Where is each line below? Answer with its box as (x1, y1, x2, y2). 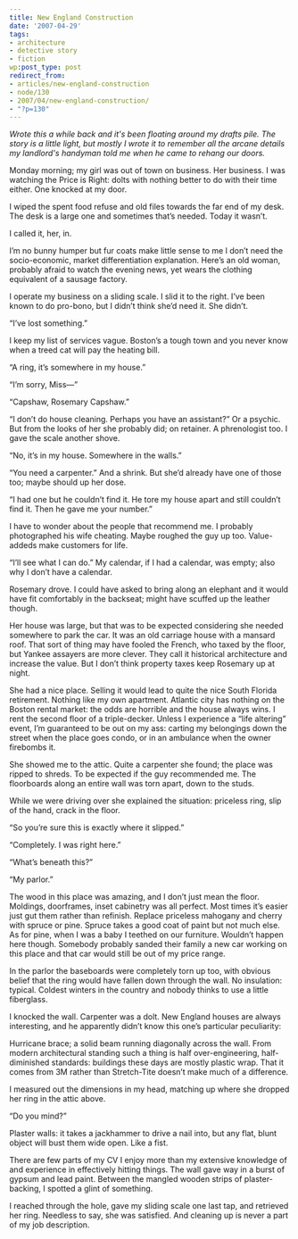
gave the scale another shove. (9, 433, 120, 444)
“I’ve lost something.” (9, 318, 87, 328)
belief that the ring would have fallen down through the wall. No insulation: (9, 975, 283, 986)
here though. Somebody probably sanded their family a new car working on (9, 939, 287, 950)
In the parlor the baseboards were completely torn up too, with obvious (9, 966, 271, 977)
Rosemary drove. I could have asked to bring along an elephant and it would (9, 584, 288, 595)
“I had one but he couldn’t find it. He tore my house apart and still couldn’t (9, 495, 281, 505)
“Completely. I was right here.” (9, 840, 122, 851)
